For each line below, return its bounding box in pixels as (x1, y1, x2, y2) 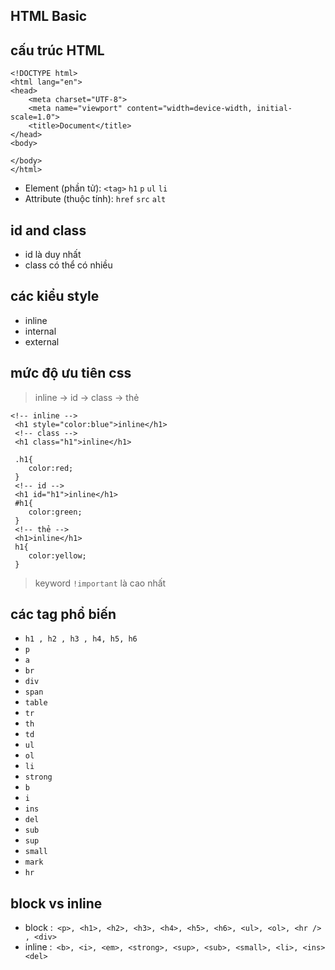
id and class (10, 222, 87, 239)
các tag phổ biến (10, 606, 117, 623)
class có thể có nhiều (24, 259, 113, 271)
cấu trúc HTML (10, 42, 105, 59)
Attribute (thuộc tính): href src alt (24, 193, 167, 205)
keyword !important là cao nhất (34, 577, 167, 589)
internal (24, 325, 57, 337)
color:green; (28, 507, 83, 517)
